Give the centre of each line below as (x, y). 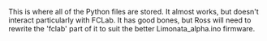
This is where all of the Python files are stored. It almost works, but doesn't (134, 12)
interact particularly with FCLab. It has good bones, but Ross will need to (130, 20)
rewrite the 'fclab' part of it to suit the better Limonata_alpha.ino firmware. (132, 29)
